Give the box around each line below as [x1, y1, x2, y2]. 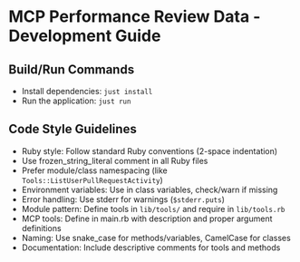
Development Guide [8, 25, 161, 46]
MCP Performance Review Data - [8, 6, 261, 27]
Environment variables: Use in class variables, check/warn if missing [21, 184, 278, 195]
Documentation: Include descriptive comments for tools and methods [21, 242, 281, 253]
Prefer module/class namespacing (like [21, 165, 169, 176]
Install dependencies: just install [21, 86, 153, 96]
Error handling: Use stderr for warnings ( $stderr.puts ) [21, 193, 226, 205]
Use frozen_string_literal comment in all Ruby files [21, 155, 208, 166]
